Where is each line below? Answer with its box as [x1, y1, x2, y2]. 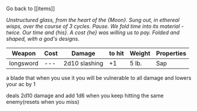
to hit [109, 50, 124, 57]
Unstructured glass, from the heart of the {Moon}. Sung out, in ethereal [6, 17, 180, 23]
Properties [156, 50, 187, 57]
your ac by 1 [6, 81, 36, 87]
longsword [9, 59, 39, 67]
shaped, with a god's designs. [6, 35, 80, 42]
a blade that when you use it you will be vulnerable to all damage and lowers [6, 74, 192, 81]
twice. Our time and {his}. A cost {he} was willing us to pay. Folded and [6, 29, 180, 36]
